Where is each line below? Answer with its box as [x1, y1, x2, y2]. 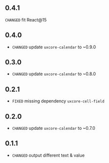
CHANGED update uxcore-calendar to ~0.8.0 [12, 71, 96, 77]
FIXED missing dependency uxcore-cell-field [12, 98, 105, 104]
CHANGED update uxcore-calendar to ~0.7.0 [12, 125, 96, 131]
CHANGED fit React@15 [5, 17, 47, 22]
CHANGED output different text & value [12, 152, 85, 158]
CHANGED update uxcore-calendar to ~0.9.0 [12, 44, 96, 50]
